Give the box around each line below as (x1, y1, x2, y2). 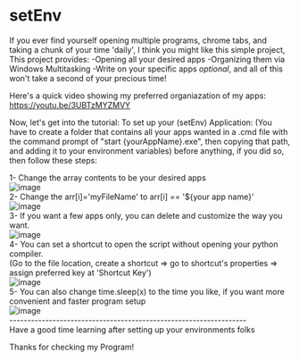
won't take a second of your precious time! (9, 72, 167, 83)
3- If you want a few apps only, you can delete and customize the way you (9, 210, 283, 221)
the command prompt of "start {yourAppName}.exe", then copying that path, (9, 136, 291, 147)
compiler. (9, 248, 44, 259)
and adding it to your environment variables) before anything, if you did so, (9, 145, 285, 156)
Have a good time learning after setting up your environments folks (9, 323, 256, 335)
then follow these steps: (9, 155, 98, 165)
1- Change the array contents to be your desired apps (9, 172, 207, 183)
